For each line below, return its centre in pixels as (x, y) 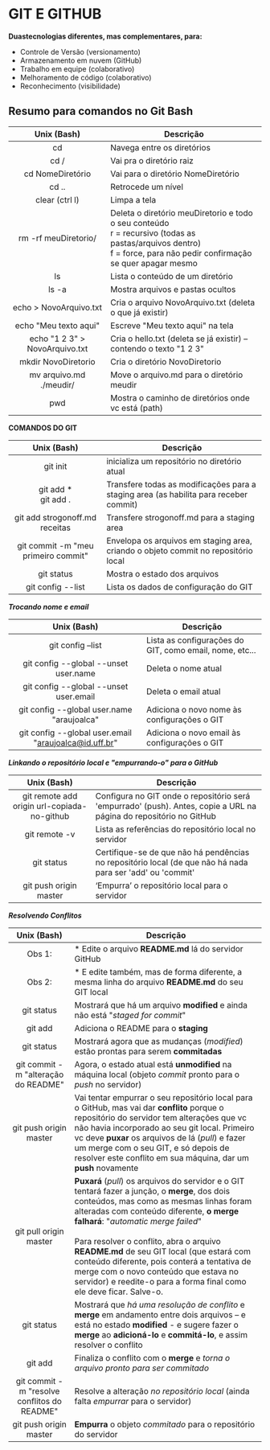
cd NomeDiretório (57, 174)
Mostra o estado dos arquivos (163, 573)
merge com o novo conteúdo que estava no (157, 1271)
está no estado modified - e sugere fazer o (156, 1325)
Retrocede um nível (146, 187)
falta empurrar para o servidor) (133, 1401)
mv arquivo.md (57, 375)
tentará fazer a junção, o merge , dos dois (152, 1191)
